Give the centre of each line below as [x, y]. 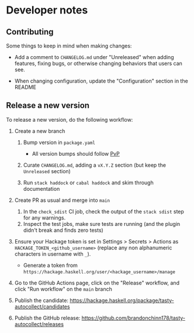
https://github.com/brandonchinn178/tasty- [134, 318]
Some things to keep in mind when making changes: [69, 46]
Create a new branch [40, 131]
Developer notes [47, 10]
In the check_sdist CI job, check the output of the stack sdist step [103, 211]
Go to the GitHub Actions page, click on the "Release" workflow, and [97, 283]
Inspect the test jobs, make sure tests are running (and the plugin [102, 224]
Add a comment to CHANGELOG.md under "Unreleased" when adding [94, 57]
